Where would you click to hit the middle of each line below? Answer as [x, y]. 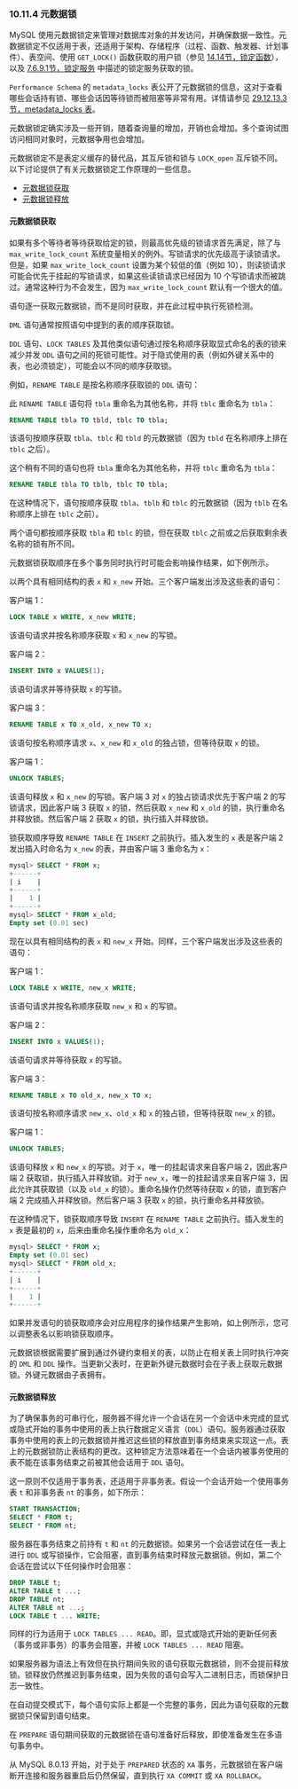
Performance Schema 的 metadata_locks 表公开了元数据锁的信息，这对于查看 [146, 87]
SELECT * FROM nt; [43, 1526]
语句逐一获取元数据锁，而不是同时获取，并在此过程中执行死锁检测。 [133, 306]
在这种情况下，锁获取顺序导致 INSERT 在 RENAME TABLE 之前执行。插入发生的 [146, 1219]
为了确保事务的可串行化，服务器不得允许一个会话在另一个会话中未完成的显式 [149, 1418]
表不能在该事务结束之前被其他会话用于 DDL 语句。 [99, 1463]
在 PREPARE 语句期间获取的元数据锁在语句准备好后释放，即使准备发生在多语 [145, 1735]
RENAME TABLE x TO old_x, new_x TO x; [81, 1095]
